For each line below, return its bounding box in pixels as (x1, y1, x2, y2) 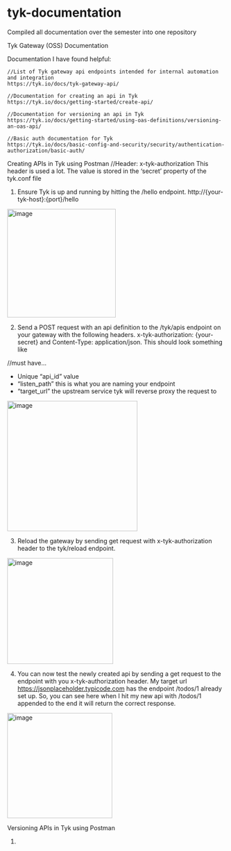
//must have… (7, 358, 47, 367)
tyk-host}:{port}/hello (17, 195, 79, 203)
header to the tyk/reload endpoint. (17, 544, 116, 552)
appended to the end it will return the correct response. (17, 699, 176, 707)
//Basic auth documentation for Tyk (7, 135, 113, 142)
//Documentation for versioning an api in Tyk (7, 110, 144, 117)
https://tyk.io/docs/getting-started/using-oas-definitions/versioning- (7, 117, 222, 124)
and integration (7, 74, 54, 81)
